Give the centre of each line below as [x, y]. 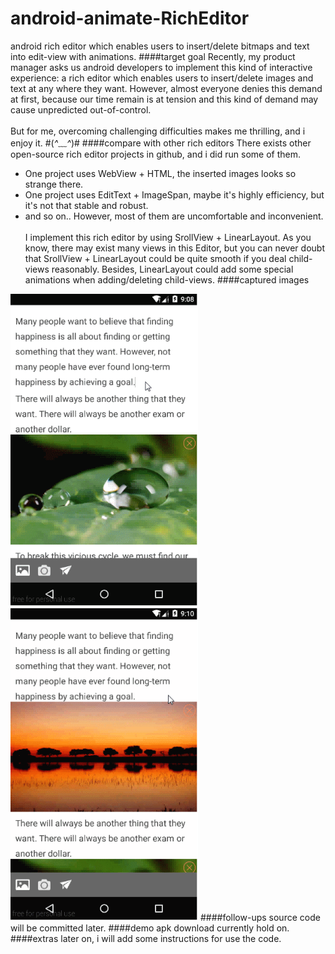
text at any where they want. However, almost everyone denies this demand [166, 88]
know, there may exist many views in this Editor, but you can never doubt [174, 248]
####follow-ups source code [260, 917]
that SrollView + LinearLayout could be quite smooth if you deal [155, 258]
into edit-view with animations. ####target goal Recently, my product [153, 56]
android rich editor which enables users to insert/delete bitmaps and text [160, 46]
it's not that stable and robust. [86, 205]
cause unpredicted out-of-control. [81, 109]
